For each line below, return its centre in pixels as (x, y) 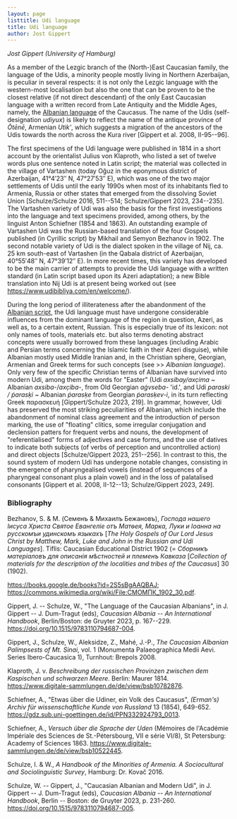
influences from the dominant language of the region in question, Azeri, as (115, 320)
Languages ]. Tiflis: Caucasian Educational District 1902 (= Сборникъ (108, 549)
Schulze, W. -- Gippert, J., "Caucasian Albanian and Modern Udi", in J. (109, 785)
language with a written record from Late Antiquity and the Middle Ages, (112, 105)
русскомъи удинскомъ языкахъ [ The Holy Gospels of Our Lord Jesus (110, 533)
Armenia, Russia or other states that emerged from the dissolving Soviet (112, 193)
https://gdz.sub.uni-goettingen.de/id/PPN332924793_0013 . (94, 715)
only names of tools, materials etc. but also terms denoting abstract (105, 335)
